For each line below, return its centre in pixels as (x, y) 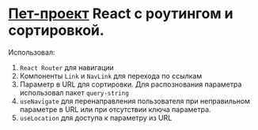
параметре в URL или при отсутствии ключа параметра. (115, 109)
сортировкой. (56, 30)
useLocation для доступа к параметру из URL (96, 117)
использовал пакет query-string (74, 92)
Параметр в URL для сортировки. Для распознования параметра (131, 84)
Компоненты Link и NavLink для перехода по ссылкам (111, 76)
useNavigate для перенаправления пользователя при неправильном (135, 101)
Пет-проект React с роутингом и (121, 14)
